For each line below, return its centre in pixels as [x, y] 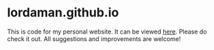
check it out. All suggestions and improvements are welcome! [94, 38]
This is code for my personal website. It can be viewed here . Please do [107, 32]
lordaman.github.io [63, 13]
